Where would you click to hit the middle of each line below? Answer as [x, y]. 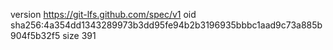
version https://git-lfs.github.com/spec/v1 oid [103, 14]
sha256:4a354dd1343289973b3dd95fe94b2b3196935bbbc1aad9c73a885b [166, 25]
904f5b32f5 [35, 35]
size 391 [79, 35]
